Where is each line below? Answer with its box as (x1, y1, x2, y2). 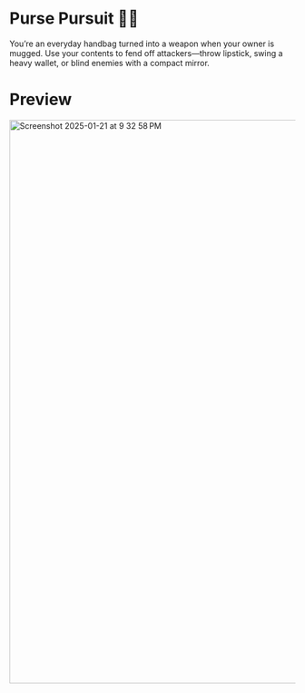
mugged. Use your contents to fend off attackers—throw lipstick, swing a (9, 47, 283, 58)
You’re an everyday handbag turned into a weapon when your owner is (9, 38, 275, 49)
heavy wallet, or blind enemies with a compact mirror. (9, 57, 211, 68)
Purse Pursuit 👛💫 (9, 8, 139, 29)
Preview (9, 90, 73, 110)
